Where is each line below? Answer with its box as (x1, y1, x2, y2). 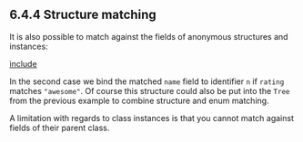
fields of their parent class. (9, 122, 110, 133)
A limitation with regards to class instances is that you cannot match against (9, 112, 294, 123)
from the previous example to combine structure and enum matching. (9, 95, 270, 106)
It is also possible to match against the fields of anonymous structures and (9, 31, 288, 42)
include (9, 58, 38, 69)
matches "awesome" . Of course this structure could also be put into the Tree (9, 85, 290, 96)
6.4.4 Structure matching (9, 7, 157, 23)
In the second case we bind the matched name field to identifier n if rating (9, 76, 285, 87)
